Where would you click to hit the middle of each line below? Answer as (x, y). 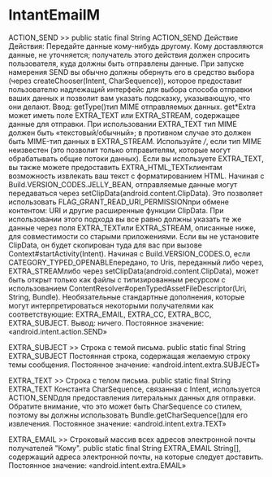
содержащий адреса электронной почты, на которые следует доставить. (136, 457)
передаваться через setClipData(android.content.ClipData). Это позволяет (136, 193)
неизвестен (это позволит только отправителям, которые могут (120, 150)
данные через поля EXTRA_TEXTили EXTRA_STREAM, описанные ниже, (132, 228)
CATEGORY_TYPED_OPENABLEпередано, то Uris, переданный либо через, (136, 262)
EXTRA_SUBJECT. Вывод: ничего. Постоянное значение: (106, 322)
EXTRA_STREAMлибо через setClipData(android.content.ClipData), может (134, 271)
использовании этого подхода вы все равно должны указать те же (125, 219)
